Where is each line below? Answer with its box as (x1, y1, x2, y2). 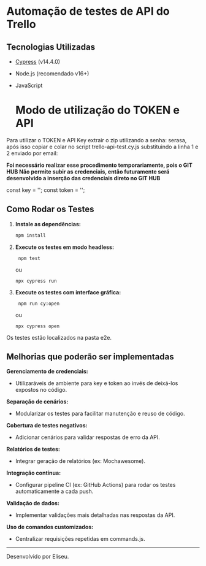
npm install (15, 232, 46, 239)
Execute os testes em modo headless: (15, 243, 115, 251)
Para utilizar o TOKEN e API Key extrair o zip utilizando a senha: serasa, (6, 136, 187, 143)
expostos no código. (15, 386, 67, 394)
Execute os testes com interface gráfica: (15, 288, 121, 296)
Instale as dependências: (15, 220, 81, 228)
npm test (18, 255, 41, 261)
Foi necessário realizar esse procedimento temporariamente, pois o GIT (6, 161, 193, 169)
